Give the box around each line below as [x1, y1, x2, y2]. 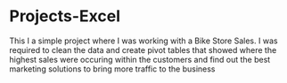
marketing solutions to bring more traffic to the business [9, 64, 216, 74]
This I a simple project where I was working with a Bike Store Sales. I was [9, 35, 278, 46]
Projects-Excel [9, 6, 121, 26]
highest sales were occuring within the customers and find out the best [9, 54, 271, 64]
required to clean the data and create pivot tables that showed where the [9, 44, 277, 55]
